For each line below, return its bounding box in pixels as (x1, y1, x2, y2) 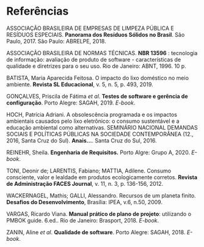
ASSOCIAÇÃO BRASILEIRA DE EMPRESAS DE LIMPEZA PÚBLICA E (6, 24, 174, 32)
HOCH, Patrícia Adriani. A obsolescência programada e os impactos (6, 111, 178, 118)
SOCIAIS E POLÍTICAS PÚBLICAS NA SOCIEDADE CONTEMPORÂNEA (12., (6, 130, 194, 138)
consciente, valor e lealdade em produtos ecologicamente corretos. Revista (6, 173, 197, 181)
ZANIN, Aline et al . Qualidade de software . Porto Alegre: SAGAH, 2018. (6, 228, 186, 236)
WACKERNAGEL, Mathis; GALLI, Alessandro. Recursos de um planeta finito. (6, 191, 197, 199)
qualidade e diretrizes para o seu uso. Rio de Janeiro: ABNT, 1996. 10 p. (6, 62, 186, 70)
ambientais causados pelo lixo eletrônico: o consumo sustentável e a (6, 117, 180, 125)
